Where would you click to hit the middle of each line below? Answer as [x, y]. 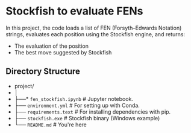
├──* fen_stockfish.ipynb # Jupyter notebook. [74, 99]
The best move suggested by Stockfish [63, 52]
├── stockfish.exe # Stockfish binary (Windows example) [87, 118]
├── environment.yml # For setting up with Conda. [77, 105]
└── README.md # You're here [50, 125]
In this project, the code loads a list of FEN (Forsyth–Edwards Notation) [94, 28]
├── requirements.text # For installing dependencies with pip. [92, 112]
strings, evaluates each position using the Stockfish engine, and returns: [95, 34]
